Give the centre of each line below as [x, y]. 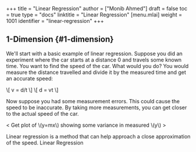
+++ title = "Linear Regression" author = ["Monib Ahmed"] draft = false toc [97, 9]
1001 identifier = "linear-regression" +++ [55, 21]
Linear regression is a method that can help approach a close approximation [98, 136]
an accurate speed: [29, 78]
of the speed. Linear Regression [45, 143]
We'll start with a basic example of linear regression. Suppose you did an [94, 53]
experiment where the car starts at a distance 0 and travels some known [94, 60]
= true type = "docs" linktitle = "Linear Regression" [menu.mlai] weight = [94, 15]
